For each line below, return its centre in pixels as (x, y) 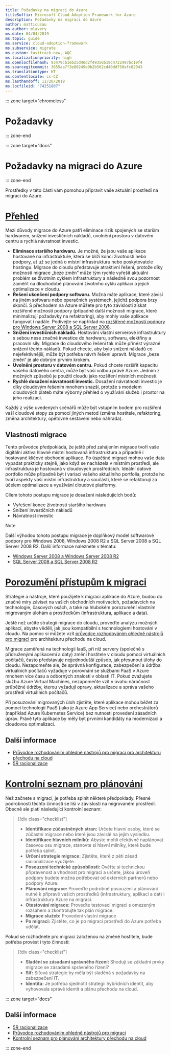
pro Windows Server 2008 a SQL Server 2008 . (62, 327)
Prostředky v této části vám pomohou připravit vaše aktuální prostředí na (82, 190)
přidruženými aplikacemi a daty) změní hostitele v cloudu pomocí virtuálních (86, 655)
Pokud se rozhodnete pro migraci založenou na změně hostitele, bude (79, 936)
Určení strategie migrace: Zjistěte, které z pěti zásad (81, 856)
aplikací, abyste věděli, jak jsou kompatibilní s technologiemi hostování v (81, 628)
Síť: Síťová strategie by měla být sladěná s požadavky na (85, 973)
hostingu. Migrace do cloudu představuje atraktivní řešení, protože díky (88, 267)
